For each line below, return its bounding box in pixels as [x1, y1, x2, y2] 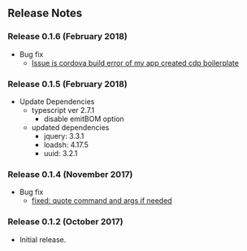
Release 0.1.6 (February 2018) [7, 31, 128, 42]
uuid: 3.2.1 [43, 148, 78, 158]
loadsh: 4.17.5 [43, 140, 89, 149]
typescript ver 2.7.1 [31, 105, 95, 115]
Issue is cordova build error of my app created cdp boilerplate [31, 58, 239, 67]
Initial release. [19, 235, 67, 245]
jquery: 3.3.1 [43, 131, 84, 141]
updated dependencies [31, 122, 110, 132]
